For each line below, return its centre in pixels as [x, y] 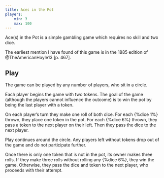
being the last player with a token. [39, 105]
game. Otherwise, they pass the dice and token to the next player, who [77, 165]
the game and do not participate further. [46, 145]
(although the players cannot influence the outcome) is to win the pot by [78, 100]
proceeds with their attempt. [34, 170]
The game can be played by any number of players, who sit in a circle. [76, 85]
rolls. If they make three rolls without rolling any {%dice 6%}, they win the [80, 160]
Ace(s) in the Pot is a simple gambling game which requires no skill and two [82, 37]
